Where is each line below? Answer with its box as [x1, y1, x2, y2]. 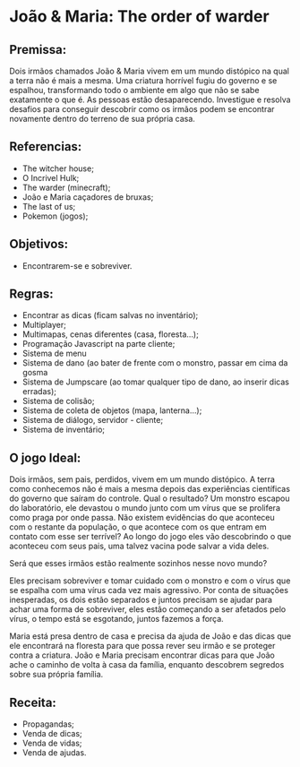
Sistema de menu [21, 348, 87, 359]
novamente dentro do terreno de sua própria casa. [9, 114, 195, 124]
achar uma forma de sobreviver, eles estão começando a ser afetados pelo [9, 604, 287, 615]
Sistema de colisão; [21, 396, 95, 407]
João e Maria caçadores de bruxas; [21, 191, 154, 203]
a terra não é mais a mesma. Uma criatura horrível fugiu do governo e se [9, 75, 278, 86]
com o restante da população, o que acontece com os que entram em [9, 521, 267, 532]
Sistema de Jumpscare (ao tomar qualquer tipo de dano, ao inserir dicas [21, 376, 289, 387]
